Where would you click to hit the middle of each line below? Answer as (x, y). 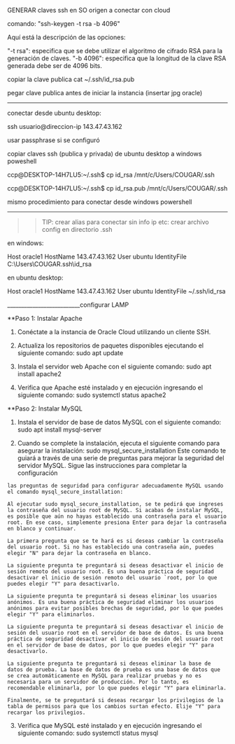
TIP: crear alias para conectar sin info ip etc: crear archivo (125, 222)
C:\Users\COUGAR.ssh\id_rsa (50, 264)
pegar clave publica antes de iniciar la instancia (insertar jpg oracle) (105, 93)
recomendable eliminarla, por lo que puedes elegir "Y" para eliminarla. (117, 688)
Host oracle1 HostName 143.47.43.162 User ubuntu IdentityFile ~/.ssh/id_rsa (116, 291)
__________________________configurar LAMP (68, 305)
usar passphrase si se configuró (54, 140)
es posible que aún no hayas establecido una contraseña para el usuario (117, 516)
